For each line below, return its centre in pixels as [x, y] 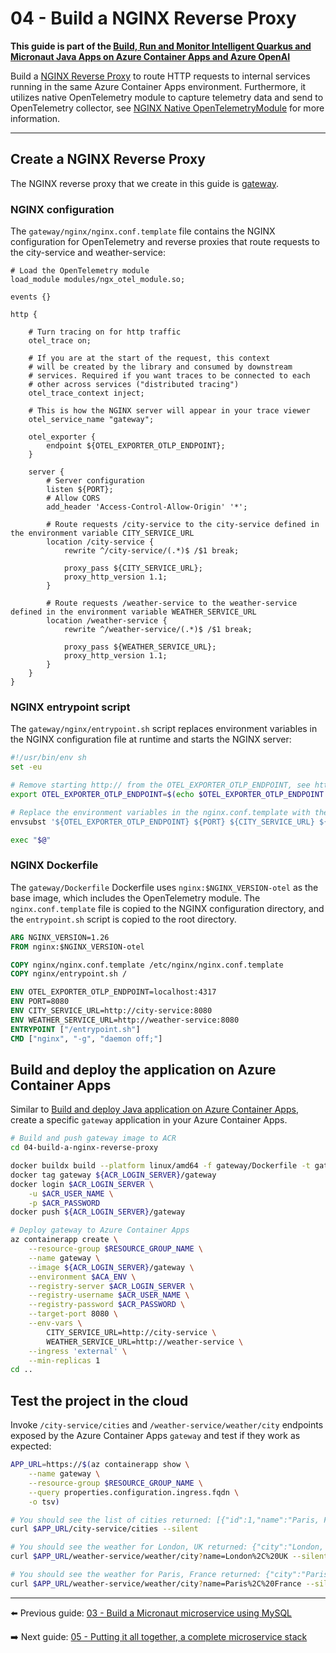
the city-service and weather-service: [88, 253]
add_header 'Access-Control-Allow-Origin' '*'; [147, 507]
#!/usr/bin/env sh [48, 758]
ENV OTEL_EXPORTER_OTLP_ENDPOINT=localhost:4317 [113, 992]
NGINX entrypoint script [70, 707]
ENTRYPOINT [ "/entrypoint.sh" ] [75, 1029]
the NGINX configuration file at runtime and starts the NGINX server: [151, 739]
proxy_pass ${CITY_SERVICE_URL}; [133, 568]
